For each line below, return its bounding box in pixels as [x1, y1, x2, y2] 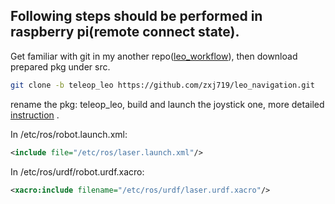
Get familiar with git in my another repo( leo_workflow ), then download [10, 50, 298, 62]
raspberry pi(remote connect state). [10, 24, 240, 41]
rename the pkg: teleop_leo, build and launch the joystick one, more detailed [10, 98, 325, 110]
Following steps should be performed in [10, 8, 263, 25]
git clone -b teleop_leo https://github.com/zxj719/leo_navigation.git [10, 80, 315, 90]
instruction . [10, 109, 60, 121]
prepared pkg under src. [10, 60, 111, 73]
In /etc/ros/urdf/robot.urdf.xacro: [10, 165, 145, 178]
